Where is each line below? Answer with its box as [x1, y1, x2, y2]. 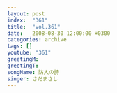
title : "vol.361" [7, 23, 61, 30]
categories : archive [7, 36, 68, 43]
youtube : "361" [7, 50, 52, 57]
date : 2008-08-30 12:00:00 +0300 [7, 29, 111, 37]
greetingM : [7, 56, 39, 63]
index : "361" [7, 17, 49, 24]
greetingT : [7, 62, 39, 69]
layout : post [7, 10, 45, 17]
